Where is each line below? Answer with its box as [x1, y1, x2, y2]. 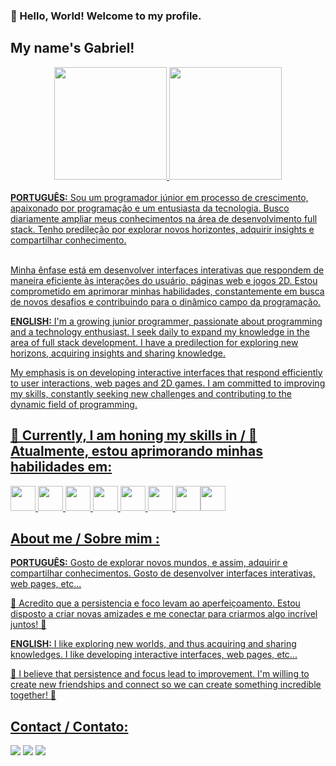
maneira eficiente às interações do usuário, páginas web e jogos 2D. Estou [10, 274, 318, 286]
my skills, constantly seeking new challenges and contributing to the [10, 387, 292, 399]
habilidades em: [10, 459, 113, 476]
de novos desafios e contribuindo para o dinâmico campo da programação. [10, 295, 322, 308]
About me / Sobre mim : [10, 530, 160, 547]
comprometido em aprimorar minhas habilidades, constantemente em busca [10, 285, 325, 297]
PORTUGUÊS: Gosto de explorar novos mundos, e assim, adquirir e [10, 557, 288, 569]
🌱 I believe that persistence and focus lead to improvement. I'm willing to [10, 668, 310, 680]
